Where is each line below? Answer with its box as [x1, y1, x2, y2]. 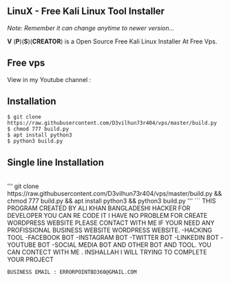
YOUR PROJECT [7, 255, 54, 264]
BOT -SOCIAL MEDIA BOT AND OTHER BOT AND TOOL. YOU [37, 241, 212, 249]
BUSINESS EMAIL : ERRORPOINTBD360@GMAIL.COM [7, 269, 137, 276]
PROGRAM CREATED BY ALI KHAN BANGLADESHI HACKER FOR [7, 204, 191, 212]
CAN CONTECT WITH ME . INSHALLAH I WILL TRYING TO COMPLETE [7, 248, 207, 256]
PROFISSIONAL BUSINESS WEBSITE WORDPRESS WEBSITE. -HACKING [7, 226, 212, 234]
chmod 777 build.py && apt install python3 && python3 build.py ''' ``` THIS [7, 197, 216, 205]
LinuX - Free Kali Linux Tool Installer [7, 6, 165, 17]
